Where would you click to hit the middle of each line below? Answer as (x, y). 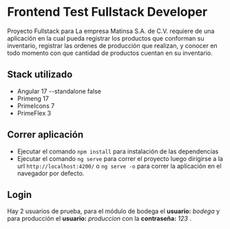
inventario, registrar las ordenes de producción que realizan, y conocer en (113, 45)
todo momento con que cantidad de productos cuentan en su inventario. (110, 53)
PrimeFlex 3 (34, 113)
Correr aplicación (45, 135)
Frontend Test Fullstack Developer (107, 12)
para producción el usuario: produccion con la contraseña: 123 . (99, 219)
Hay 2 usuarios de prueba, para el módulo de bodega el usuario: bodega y (114, 211)
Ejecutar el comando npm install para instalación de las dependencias (118, 151)
